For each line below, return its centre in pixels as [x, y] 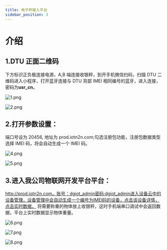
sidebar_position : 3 [27, 15]
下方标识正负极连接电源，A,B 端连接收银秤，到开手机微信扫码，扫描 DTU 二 [83, 74]
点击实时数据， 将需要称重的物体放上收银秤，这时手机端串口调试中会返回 [81, 206]
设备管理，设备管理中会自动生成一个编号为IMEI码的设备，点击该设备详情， [82, 200]
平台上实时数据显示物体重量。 [45, 213]
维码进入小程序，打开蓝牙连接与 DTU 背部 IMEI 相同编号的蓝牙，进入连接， [83, 81]
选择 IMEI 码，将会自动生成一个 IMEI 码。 [48, 143]
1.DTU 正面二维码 [32, 61]
